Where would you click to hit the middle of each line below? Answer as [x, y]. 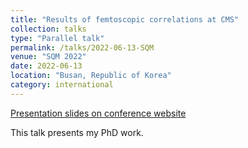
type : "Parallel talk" [57, 38]
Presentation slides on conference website [98, 113]
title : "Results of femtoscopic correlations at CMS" [125, 19]
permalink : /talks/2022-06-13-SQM [82, 47]
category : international [62, 85]
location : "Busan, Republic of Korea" [91, 76]
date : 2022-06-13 [46, 66]
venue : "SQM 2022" [48, 57]
